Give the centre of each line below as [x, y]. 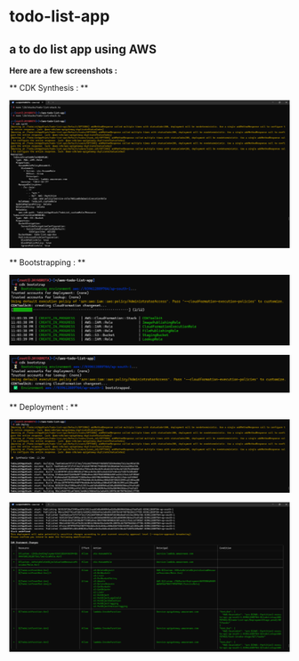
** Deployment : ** [44, 407]
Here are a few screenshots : [63, 70]
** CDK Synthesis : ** [49, 88]
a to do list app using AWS [83, 49]
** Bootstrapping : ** [48, 262]
